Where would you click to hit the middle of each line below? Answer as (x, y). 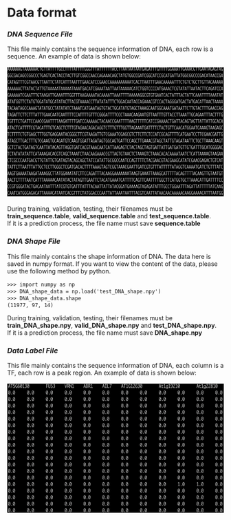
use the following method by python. (59, 271)
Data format (42, 13)
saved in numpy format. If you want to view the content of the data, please (112, 264)
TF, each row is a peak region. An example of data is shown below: (102, 373)
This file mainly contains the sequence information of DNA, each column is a (115, 366)
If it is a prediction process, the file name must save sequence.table (104, 223)
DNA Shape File (34, 241)
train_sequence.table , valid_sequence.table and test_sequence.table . (109, 216)
